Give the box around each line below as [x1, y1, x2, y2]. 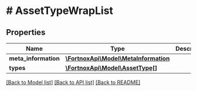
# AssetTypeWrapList [6, 4, 113, 17]
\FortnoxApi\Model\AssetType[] [65, 64, 157, 72]
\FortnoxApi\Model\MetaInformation [65, 54, 170, 62]
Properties [6, 27, 46, 37]
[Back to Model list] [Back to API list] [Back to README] [6, 79, 141, 86]
